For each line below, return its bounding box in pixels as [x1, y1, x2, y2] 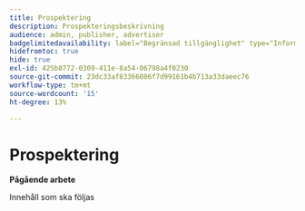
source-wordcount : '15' [9, 89, 100, 98]
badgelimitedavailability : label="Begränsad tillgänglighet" [9, 38, 246, 48]
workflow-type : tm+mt [9, 81, 92, 90]
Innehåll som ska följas [9, 192, 95, 203]
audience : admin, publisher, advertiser [9, 30, 165, 39]
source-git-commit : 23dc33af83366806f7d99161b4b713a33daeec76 [9, 72, 250, 82]
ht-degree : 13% [9, 97, 67, 107]
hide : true [9, 55, 51, 64]
